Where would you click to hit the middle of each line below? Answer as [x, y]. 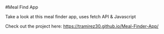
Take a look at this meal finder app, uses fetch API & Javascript [71, 17]
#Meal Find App [22, 7]
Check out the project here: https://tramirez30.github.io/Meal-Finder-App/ [82, 26]
